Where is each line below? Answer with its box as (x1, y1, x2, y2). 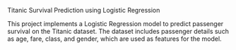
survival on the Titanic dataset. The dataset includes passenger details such (7, 27, 230, 35)
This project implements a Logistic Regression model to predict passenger (7, 20, 224, 27)
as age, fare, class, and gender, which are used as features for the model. (7, 35, 222, 43)
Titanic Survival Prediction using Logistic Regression (7, 6, 160, 14)
